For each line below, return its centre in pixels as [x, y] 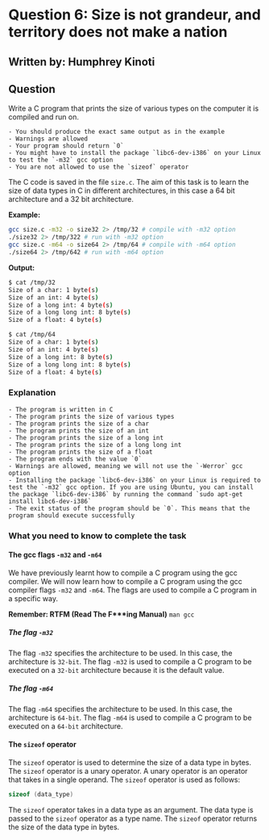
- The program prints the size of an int [79, 430]
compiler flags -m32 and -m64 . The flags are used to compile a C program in [133, 590]
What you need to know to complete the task [97, 536]
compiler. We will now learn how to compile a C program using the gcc [126, 581]
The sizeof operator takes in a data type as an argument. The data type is [131, 809]
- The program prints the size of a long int [86, 437]
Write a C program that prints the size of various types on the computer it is [134, 109]
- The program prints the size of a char [79, 424]
